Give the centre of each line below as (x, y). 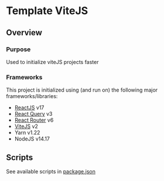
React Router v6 (34, 120)
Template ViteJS (47, 11)
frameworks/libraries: (32, 96)
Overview (24, 33)
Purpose (18, 49)
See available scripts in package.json (51, 171)
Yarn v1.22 (27, 133)
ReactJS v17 (29, 108)
